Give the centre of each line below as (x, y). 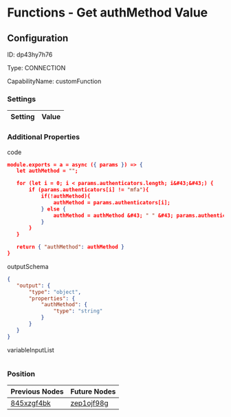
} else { (54, 209)
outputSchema (28, 266)
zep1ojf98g (89, 403)
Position (21, 374)
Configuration (38, 38)
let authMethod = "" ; (47, 171)
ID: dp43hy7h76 (30, 54)
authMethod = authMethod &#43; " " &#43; (113, 215)
